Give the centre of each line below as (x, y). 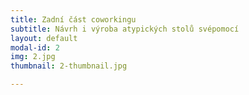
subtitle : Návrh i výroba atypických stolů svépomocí (125, 29)
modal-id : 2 (35, 47)
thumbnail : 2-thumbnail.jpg (69, 66)
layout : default (44, 38)
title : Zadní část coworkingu (73, 19)
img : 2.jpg (33, 57)
